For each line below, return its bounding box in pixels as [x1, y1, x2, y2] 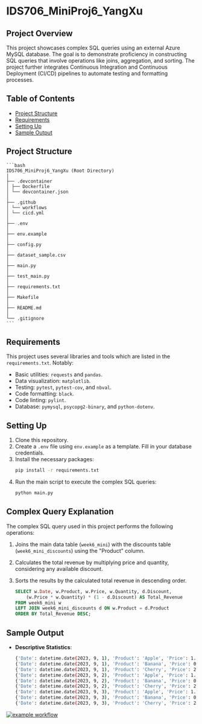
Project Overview [6, 28, 73, 39]
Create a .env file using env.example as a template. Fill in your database [14, 443, 192, 450]
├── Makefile [6, 294, 39, 300]
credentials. [14, 449, 45, 456]
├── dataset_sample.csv [6, 252, 66, 258]
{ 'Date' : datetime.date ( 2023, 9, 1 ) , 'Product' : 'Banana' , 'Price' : [14, 661, 191, 667]
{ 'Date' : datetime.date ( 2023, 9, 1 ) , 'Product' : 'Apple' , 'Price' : [14, 655, 189, 661]
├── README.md [6, 304, 42, 311]
